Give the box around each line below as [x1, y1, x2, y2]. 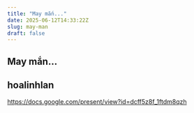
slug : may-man [7, 23, 49, 30]
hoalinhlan [7, 80, 54, 91]
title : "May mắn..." [7, 10, 68, 17]
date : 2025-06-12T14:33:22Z [7, 17, 89, 24]
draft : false [7, 29, 45, 37]
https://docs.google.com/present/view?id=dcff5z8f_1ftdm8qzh [7, 98, 187, 106]
